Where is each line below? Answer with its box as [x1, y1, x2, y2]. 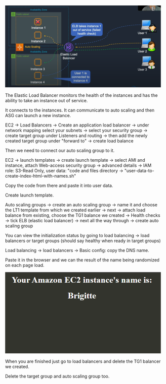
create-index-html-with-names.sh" [5, 173, 77, 179]
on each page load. [5, 262, 44, 268]
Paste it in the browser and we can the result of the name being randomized [5, 256, 160, 263]
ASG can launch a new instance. [5, 112, 71, 118]
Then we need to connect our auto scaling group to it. [5, 147, 115, 153]
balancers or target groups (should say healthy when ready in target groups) [5, 238, 161, 244]
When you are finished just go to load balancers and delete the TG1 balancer [5, 358, 161, 365]
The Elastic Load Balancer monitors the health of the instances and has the [5, 92, 158, 98]
